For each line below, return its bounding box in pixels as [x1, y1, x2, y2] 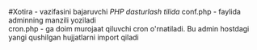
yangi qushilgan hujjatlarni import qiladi [8, 32, 139, 42]
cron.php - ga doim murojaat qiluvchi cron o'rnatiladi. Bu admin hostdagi [8, 24, 250, 33]
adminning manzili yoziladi [8, 15, 97, 25]
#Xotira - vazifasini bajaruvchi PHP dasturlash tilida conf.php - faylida [8, 7, 241, 16]
